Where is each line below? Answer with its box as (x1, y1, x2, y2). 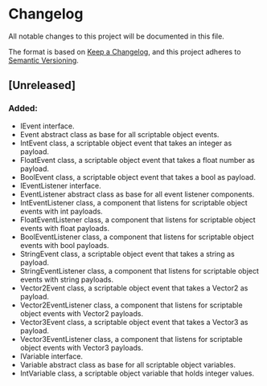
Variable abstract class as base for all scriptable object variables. (19, 360, 236, 369)
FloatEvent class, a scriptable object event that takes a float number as (19, 155, 255, 165)
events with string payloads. (19, 274, 114, 284)
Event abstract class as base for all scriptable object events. (19, 129, 220, 139)
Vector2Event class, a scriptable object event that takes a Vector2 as (19, 282, 249, 293)
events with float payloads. (19, 223, 110, 233)
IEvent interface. (19, 121, 75, 131)
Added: (8, 103, 38, 114)
